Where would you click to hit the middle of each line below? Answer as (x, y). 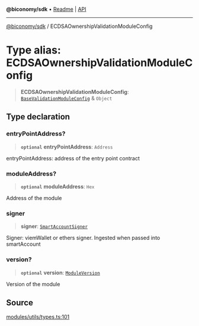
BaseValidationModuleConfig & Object (66, 98)
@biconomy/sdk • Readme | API (46, 9)
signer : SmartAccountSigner (54, 226)
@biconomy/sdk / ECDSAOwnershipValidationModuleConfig (79, 26)
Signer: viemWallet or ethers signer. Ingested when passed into (83, 238)
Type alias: (33, 50)
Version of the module (33, 284)
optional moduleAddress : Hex (57, 186)
